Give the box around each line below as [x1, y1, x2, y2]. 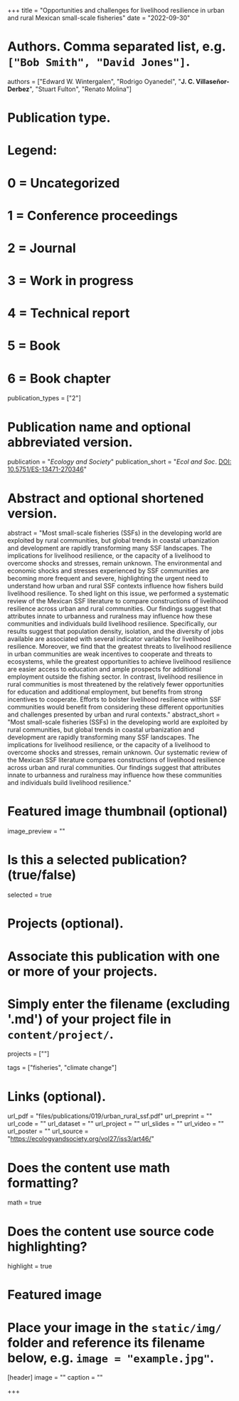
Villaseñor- [195, 77, 230, 85]
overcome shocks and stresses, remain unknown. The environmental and [7, 559, 222, 568]
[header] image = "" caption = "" [7, 1373, 103, 1382]
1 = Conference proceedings [7, 207, 178, 224]
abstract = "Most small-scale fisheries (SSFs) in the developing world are [7, 528, 223, 537]
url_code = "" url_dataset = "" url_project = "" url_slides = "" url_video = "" [7, 1120, 224, 1128]
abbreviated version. [7, 434, 133, 450]
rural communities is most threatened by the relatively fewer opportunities [7, 680, 224, 689]
